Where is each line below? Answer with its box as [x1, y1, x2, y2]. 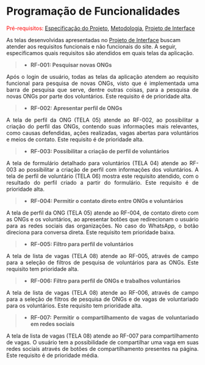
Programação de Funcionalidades [6, 4, 180, 18]
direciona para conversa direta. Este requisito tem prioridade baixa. [6, 228, 176, 236]
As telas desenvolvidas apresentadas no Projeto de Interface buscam [6, 36, 181, 43]
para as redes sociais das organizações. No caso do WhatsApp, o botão [6, 222, 199, 229]
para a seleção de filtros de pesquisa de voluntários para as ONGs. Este [6, 259, 199, 266]
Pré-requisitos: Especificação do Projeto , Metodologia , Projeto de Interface [6, 24, 195, 32]
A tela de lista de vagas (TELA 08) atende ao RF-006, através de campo [6, 289, 199, 296]
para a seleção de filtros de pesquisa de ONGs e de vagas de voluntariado [6, 295, 199, 303]
